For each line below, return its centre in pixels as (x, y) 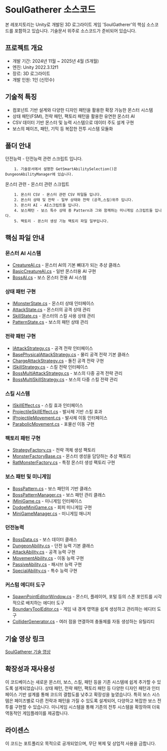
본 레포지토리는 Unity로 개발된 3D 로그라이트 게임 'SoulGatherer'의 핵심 (75, 24)
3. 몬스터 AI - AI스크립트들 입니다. (47, 205)
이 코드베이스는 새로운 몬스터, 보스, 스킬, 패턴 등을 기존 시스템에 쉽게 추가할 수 (81, 682)
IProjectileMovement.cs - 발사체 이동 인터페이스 (60, 418)
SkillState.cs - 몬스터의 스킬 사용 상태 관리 (54, 316)
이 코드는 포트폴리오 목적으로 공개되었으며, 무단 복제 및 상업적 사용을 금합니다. (81, 743)
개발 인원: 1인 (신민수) (33, 79)
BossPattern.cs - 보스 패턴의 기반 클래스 (52, 489)
